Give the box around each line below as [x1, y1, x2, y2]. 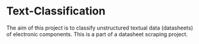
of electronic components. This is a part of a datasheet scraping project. [6, 30, 188, 37]
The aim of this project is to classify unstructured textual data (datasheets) [6, 24, 194, 31]
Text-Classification [6, 4, 106, 18]
